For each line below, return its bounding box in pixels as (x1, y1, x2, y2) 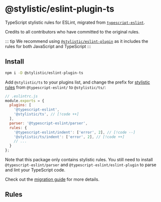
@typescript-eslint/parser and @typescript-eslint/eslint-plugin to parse (5, 162, 157, 168)
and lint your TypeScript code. (5, 167, 65, 173)
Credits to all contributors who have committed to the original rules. (5, 29, 140, 34)
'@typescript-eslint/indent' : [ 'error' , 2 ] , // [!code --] (14, 130, 136, 135)
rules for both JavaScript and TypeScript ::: (5, 43, 91, 49)
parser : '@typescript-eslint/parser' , (9, 120, 88, 126)
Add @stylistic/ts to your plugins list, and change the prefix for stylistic (5, 79, 150, 85)
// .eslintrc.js (5, 94, 38, 99)
